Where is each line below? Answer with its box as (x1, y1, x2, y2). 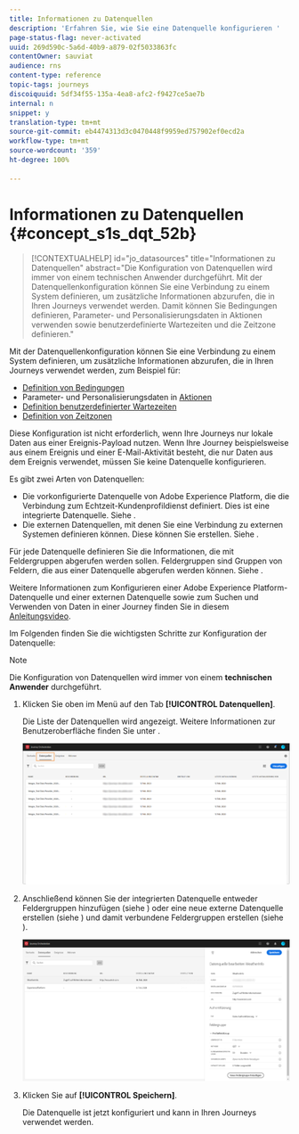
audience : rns (9, 62, 62, 70)
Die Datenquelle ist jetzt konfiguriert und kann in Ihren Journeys (21, 1106, 256, 1118)
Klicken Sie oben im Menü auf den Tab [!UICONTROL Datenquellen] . (21, 698, 276, 709)
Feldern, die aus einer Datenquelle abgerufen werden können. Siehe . (9, 564, 264, 575)
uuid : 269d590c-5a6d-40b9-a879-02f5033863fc (9, 43, 177, 52)
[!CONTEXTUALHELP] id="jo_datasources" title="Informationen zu (30, 252, 276, 263)
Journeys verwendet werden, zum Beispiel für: (9, 365, 181, 375)
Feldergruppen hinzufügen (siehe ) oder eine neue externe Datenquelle (21, 903, 284, 914)
